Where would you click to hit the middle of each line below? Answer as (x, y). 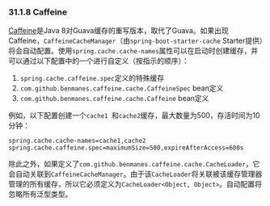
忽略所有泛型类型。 (40, 194)
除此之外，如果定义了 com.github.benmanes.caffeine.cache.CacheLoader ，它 (134, 164)
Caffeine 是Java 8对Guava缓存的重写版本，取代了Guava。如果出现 (118, 31)
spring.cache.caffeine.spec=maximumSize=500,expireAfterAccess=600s (126, 148)
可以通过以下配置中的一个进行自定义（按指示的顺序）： (99, 61)
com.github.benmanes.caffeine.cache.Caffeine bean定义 (114, 99)
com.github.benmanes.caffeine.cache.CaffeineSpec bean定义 (122, 88)
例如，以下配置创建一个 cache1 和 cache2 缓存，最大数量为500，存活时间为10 (134, 116)
